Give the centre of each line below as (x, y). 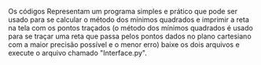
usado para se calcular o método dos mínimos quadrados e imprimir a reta (129, 20)
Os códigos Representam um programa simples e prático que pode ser (123, 11)
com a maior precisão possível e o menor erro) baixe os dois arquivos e (124, 45)
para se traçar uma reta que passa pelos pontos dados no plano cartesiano (130, 36)
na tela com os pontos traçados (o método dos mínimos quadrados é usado (130, 28)
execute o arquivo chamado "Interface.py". (77, 53)
